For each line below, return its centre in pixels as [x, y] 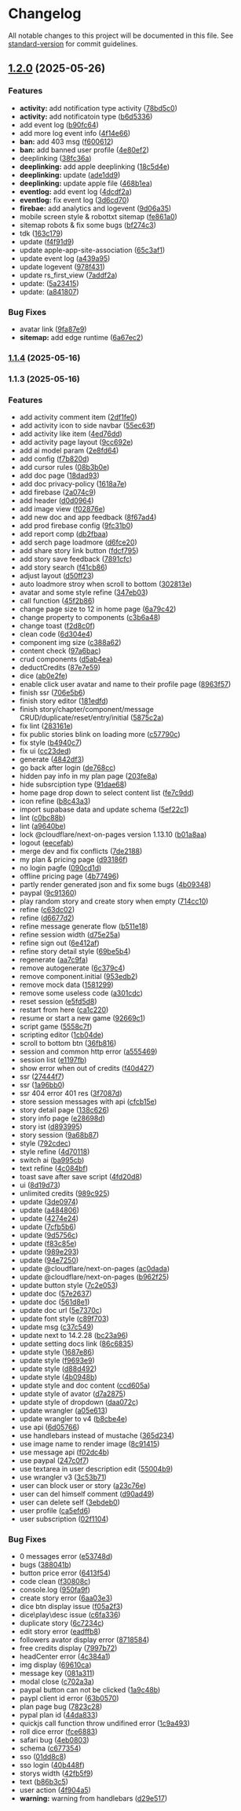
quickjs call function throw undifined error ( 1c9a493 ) [105, 1723]
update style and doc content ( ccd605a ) [85, 1386]
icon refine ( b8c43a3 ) [55, 801]
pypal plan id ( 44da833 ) [58, 1715]
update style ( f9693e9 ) [57, 1361]
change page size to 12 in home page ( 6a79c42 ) [98, 609]
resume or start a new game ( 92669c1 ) [82, 1018]
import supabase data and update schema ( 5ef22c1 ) [104, 809]
